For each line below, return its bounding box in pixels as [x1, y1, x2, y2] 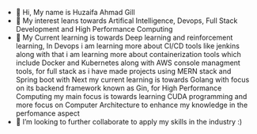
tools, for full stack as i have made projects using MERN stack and [15, 67, 232, 75]
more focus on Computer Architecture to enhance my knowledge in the [15, 100, 248, 109]
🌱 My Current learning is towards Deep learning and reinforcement [15, 33, 233, 42]
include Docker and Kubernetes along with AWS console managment [15, 58, 241, 67]
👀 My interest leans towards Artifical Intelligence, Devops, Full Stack [15, 16, 238, 25]
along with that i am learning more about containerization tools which [15, 50, 241, 59]
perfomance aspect [15, 109, 81, 118]
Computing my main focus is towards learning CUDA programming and [15, 92, 248, 101]
